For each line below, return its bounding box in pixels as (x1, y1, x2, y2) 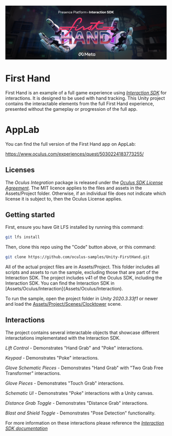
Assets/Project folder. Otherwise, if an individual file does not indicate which (5, 190, 166, 196)
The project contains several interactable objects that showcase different (5, 329, 160, 335)
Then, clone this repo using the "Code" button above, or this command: (5, 244, 156, 250)
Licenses (5, 166, 35, 174)
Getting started (5, 210, 55, 219)
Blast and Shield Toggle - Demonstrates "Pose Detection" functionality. (5, 410, 156, 416)
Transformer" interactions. (5, 370, 61, 376)
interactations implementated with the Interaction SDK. (5, 334, 121, 341)
